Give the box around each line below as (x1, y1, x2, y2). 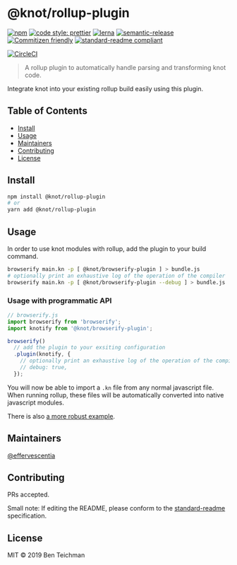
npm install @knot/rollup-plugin (7, 193, 106, 200)
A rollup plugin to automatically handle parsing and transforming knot (24, 63, 226, 71)
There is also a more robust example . (7, 412, 115, 420)
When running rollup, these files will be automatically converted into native (7, 390, 224, 399)
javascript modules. (7, 398, 65, 407)
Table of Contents (7, 105, 88, 117)
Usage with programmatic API (7, 296, 112, 305)
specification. (7, 511, 47, 520)
